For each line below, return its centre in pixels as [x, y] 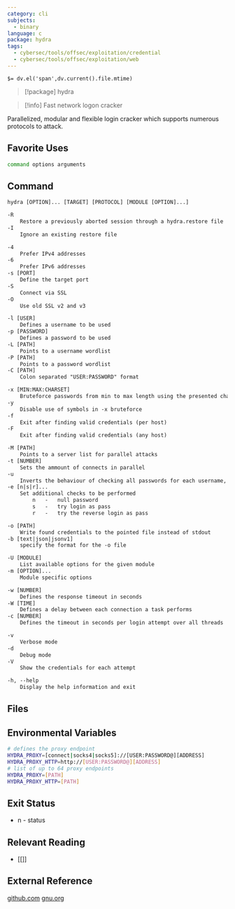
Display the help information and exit [78, 688]
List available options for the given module [87, 565]
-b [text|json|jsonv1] [40, 539]
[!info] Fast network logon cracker [73, 105]
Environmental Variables [62, 733]
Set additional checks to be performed [78, 494]
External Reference [50, 881]
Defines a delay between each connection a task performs [106, 610]
